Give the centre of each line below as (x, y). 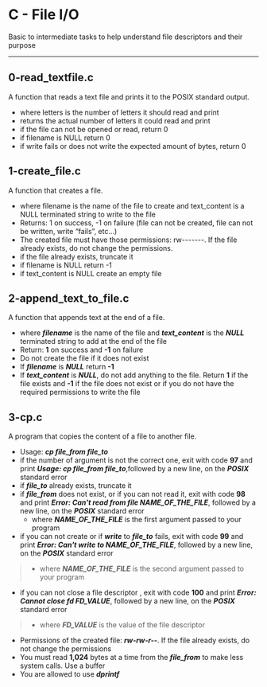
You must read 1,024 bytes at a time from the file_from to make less (132, 658)
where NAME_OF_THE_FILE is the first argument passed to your (136, 520)
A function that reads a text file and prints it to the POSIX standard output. (129, 96)
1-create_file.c (44, 172)
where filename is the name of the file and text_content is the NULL (132, 333)
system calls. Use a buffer (62, 666)
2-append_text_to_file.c (69, 298)
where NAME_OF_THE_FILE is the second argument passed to (142, 569)
